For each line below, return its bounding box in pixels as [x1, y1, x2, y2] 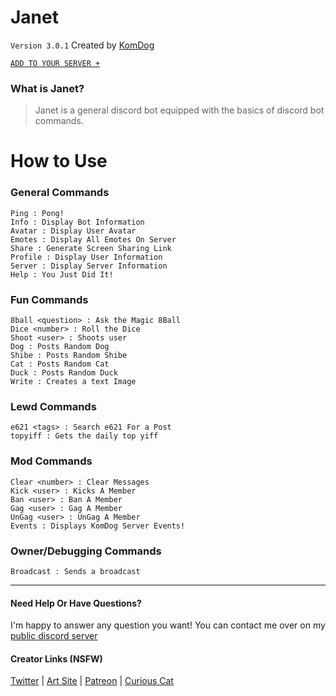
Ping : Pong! [10, 208, 65, 218]
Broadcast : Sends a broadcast [10, 566, 141, 576]
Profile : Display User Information [10, 252, 163, 262]
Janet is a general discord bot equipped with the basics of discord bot [34, 104, 325, 116]
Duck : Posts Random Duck [10, 368, 118, 378]
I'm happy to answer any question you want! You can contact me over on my [10, 619, 326, 631]
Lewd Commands [10, 399, 97, 413]
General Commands [10, 186, 110, 200]
